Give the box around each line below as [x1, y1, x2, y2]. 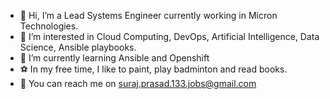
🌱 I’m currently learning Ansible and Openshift [19, 52, 210, 64]
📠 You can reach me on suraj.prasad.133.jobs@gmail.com [19, 78, 257, 89]
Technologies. [19, 20, 79, 32]
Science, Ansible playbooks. [19, 41, 137, 53]
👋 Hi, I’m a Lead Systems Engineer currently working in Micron [19, 10, 278, 21]
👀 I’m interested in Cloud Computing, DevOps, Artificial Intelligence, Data [19, 31, 320, 42]
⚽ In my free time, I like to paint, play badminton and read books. [19, 63, 288, 75]
